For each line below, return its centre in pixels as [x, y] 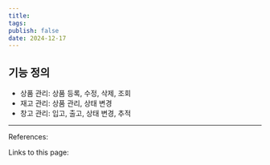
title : [19, 16]
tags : [17, 23]
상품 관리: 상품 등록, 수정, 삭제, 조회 [75, 94]
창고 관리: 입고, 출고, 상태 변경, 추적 [75, 114]
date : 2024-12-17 [37, 38]
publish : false [34, 30]
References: [28, 137]
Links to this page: [39, 152]
